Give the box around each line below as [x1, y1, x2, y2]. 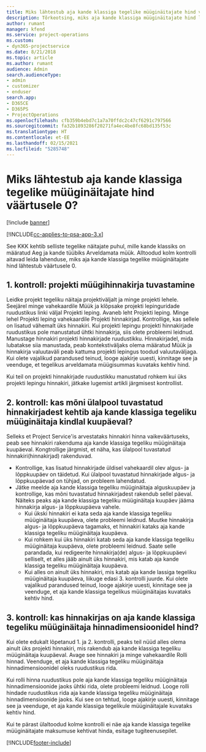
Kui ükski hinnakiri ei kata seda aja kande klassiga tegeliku [24, 510, 172, 517]
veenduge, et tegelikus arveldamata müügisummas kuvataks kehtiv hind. [6, 361, 190, 369]
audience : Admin [6, 66, 48, 72]
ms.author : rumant [6, 60, 53, 66]
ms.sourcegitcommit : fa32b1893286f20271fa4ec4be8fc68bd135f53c [6, 123, 172, 129]
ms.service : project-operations [6, 32, 89, 38]
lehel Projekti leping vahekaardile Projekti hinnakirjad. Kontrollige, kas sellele [6, 315, 199, 323]
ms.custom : [6, 37, 34, 44]
